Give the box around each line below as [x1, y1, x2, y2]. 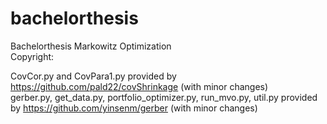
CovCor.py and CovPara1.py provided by [10, 70, 177, 82]
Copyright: [10, 50, 55, 62]
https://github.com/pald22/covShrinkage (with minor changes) [10, 80, 269, 92]
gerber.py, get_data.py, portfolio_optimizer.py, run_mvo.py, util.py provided [10, 91, 318, 103]
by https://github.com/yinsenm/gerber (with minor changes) [10, 102, 258, 114]
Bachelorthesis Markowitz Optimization [10, 40, 172, 52]
